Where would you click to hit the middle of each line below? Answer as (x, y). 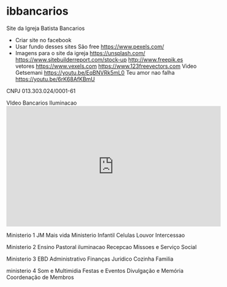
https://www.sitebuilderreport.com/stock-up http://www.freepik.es (99, 59)
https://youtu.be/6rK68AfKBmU (55, 79)
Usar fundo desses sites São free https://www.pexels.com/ (90, 47)
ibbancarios (37, 11)
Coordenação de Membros (40, 277)
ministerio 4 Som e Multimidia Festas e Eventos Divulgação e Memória (95, 270)
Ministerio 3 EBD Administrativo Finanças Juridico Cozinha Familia (90, 259)
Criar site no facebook (43, 40)
